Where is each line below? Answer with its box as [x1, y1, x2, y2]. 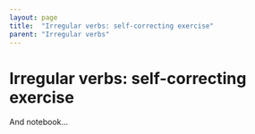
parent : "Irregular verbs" [9, 29, 110, 38]
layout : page [9, 13, 58, 22]
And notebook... [9, 117, 69, 128]
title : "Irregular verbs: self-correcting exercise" [9, 21, 215, 30]
